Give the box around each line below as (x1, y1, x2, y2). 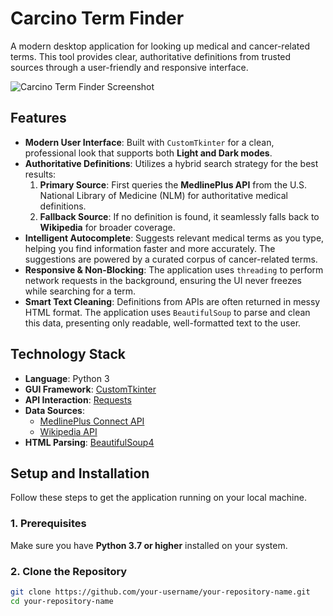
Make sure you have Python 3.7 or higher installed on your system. (10, 539, 288, 551)
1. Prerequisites (10, 517, 87, 531)
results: (24, 168, 57, 180)
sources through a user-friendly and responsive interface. (10, 61, 249, 73)
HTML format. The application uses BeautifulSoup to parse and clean (24, 306, 311, 318)
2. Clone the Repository (10, 564, 128, 578)
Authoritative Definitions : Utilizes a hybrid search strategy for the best (24, 157, 319, 169)
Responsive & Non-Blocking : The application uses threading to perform (24, 263, 324, 276)
